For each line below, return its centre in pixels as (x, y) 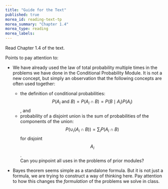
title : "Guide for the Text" (36, 10)
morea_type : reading (27, 29)
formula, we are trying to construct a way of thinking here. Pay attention (87, 176)
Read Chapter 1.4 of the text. (35, 48)
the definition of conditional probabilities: (63, 93)
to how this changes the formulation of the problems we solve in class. (86, 181)
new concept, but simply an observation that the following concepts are (87, 78)
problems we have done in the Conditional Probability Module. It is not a (87, 73)
